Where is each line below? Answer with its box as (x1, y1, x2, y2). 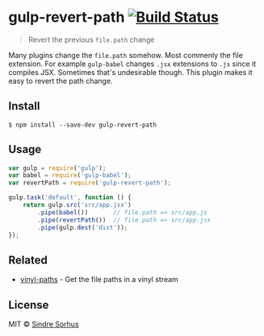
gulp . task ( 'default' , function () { (8, 193, 132, 201)
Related (8, 253, 48, 267)
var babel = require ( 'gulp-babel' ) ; (8, 172, 132, 180)
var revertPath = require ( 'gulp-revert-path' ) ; (8, 179, 172, 187)
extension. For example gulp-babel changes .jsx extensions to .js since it (8, 59, 257, 68)
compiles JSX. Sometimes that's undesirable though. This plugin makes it (8, 67, 253, 77)
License (8, 298, 49, 312)
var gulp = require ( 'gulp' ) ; (8, 164, 107, 172)
